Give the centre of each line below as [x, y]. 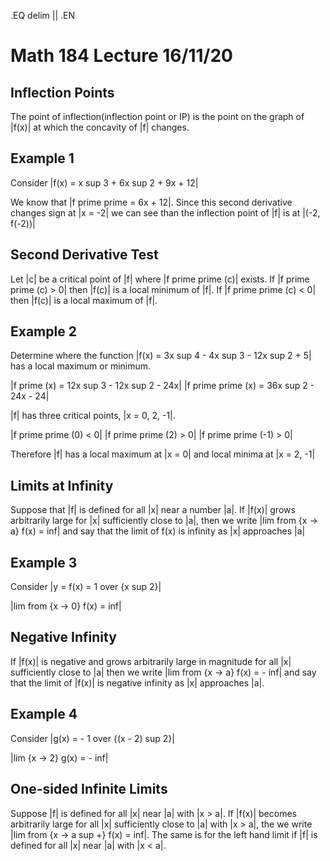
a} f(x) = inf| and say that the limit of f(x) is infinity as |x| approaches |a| [158, 531]
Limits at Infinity [62, 485]
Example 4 [44, 714]
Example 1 [42, 158]
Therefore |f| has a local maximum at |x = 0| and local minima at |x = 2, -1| [163, 454]
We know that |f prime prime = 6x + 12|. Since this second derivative [151, 202]
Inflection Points [62, 92]
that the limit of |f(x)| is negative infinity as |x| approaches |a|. [137, 682]
